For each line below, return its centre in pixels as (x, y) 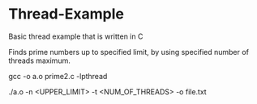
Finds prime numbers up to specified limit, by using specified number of (129, 52)
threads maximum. (39, 60)
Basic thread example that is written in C (76, 36)
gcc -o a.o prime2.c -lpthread (58, 76)
